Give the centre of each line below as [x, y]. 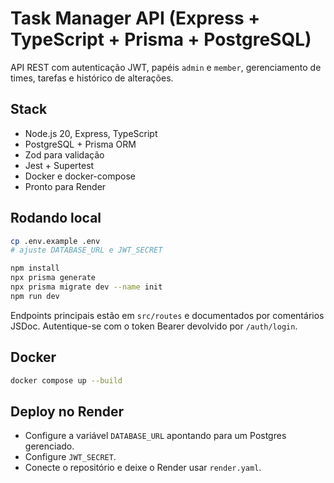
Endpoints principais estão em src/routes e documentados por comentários [167, 315]
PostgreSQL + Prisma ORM [80, 144]
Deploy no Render [67, 411]
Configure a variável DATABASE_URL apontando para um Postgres [155, 436]
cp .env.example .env [55, 241]
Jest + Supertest [59, 165]
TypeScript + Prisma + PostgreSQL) [161, 39]
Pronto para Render [65, 186]
